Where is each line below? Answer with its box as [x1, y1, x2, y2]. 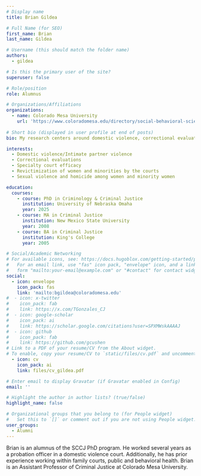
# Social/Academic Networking [6, 251, 82, 257]
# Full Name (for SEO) [6, 25, 63, 31]
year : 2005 [22, 240, 50, 246]
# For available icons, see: [6, 257, 79, 263]
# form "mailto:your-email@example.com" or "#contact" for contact [6, 267, 184, 273]
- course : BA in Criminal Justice [17, 228, 103, 235]
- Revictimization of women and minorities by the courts [11, 168, 160, 174]
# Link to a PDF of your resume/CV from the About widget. [6, 345, 157, 352]
